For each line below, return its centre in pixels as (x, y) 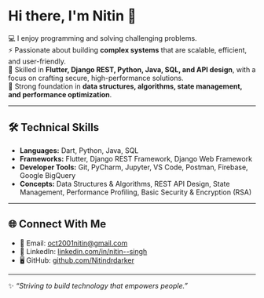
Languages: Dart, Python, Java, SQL (79, 150)
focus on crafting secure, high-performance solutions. (96, 78)
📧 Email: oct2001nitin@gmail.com (73, 243)
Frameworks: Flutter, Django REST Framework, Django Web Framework (136, 158)
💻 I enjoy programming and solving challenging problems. (103, 38)
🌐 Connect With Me (57, 224)
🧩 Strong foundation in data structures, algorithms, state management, (125, 86)
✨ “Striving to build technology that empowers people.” (98, 285)
